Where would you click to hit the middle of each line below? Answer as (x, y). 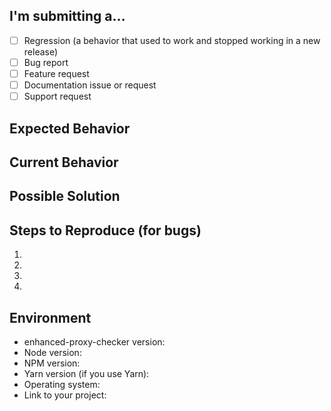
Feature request (56, 73)
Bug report (46, 62)
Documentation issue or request (90, 85)
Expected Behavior (70, 128)
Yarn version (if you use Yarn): (86, 373)
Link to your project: (65, 395)
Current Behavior (64, 162)
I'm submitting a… (67, 16)
